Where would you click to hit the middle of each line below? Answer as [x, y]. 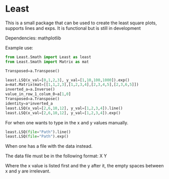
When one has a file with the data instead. [49, 146]
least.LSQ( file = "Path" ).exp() [37, 137]
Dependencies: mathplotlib [33, 38]
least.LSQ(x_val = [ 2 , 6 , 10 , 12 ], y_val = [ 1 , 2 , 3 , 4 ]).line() [64, 108]
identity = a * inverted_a [29, 103]
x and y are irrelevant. [28, 171]
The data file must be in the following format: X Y [56, 156]
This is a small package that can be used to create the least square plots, [81, 23]
